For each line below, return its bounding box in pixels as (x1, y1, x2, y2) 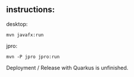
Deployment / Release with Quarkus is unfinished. (6, 64, 129, 71)
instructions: (6, 5, 55, 15)
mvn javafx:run (6, 32, 44, 38)
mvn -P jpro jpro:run (6, 53, 60, 60)
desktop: (6, 20, 28, 27)
